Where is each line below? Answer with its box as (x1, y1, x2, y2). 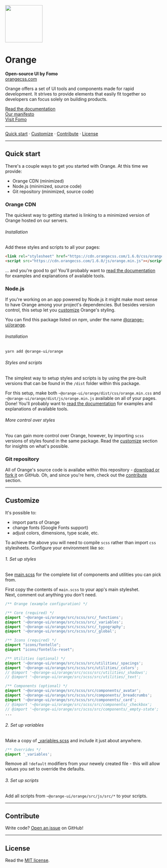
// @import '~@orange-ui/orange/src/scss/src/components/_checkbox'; (5, 702, 153, 707)
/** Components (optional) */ (5, 683, 68, 688)
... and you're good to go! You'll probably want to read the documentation (5, 268, 156, 273)
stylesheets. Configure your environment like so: (5, 545, 104, 551)
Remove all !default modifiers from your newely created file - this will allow (5, 761, 161, 767)
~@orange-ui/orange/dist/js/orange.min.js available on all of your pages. (5, 395, 157, 401)
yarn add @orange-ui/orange (5, 349, 64, 354)
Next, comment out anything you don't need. (5, 592, 97, 598)
